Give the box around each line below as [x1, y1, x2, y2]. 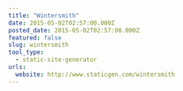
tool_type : [8, 48, 44, 56]
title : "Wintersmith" [8, 11, 80, 20]
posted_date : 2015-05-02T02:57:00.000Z [8, 26, 140, 34]
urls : [8, 63, 26, 71]
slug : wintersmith [8, 41, 69, 49]
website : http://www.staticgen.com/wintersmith [15, 70, 176, 78]
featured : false [8, 33, 62, 42]
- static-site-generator [15, 56, 97, 64]
